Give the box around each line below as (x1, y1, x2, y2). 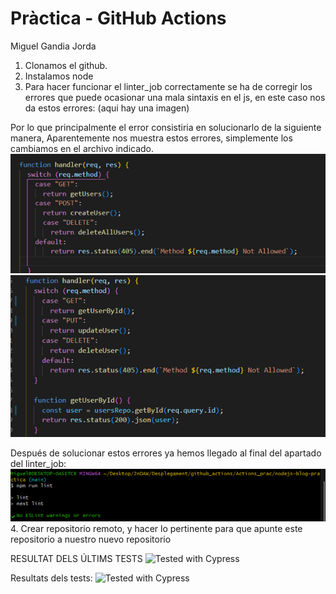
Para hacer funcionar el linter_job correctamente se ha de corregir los (24, 80, 313, 92)
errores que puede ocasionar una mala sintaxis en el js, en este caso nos (24, 91, 326, 103)
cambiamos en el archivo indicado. (10, 142, 155, 154)
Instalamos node (24, 70, 94, 82)
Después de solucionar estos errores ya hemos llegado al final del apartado (10, 447, 322, 459)
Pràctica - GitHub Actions (10, 7, 227, 30)
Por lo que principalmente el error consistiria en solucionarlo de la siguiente (10, 121, 322, 133)
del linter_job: (10, 458, 67, 470)
